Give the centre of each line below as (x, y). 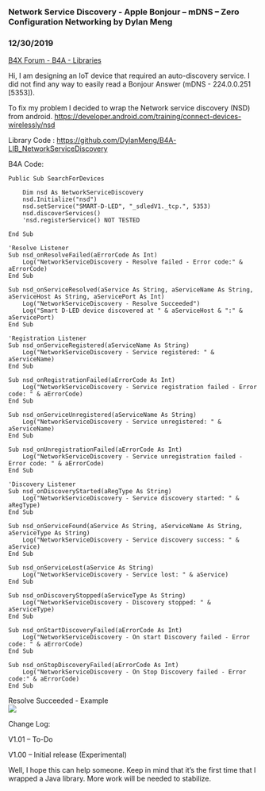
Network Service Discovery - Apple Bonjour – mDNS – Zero (124, 12)
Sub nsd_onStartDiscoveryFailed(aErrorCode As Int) (95, 631)
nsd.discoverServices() (62, 214)
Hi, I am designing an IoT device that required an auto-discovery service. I (129, 76)
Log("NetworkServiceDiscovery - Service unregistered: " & (122, 422)
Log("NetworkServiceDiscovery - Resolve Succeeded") (111, 304)
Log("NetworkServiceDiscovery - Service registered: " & (119, 353)
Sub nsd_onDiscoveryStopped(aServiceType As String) (97, 596)
